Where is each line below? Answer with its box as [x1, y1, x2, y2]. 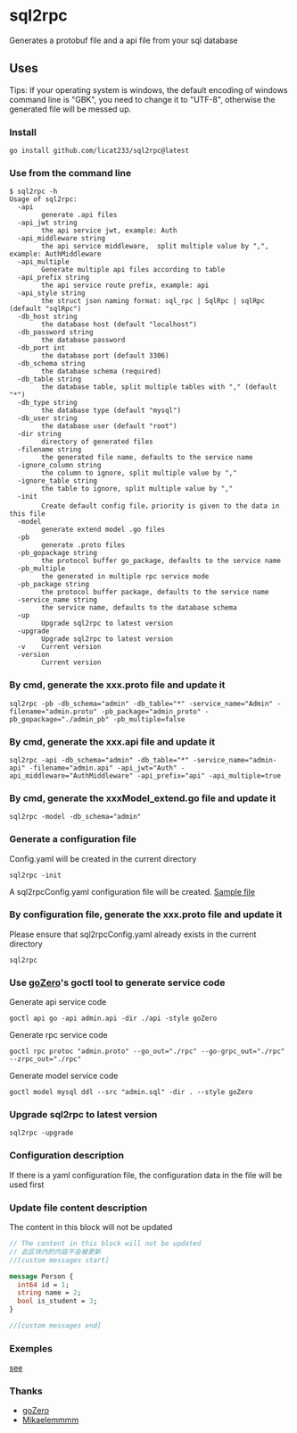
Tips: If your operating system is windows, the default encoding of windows [9, 84, 288, 95]
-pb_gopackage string [17, 549, 98, 558]
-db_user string [17, 414, 78, 423]
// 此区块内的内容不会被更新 [9, 1247, 102, 1256]
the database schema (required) [41, 367, 162, 376]
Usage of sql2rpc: [9, 195, 78, 204]
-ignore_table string [17, 476, 98, 485]
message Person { [9, 1271, 74, 1281]
